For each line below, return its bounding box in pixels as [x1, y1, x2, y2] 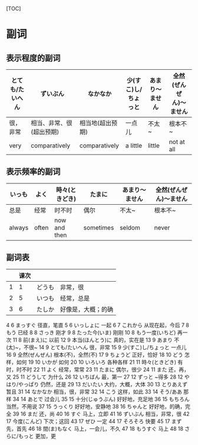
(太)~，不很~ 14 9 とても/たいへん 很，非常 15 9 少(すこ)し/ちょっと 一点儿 [6, 343, 187, 351]
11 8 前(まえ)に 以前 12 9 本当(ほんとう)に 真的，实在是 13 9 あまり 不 [12, 336, 180, 343]
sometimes [83, 223, 114, 231]
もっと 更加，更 [18, 432, 56, 440]
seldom [120, 223, 140, 231]
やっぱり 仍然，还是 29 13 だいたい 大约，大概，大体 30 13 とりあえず [18, 380, 187, 388]
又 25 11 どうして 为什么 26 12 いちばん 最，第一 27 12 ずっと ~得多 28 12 [6, 373, 183, 380]
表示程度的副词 [6, 53, 61, 63]
